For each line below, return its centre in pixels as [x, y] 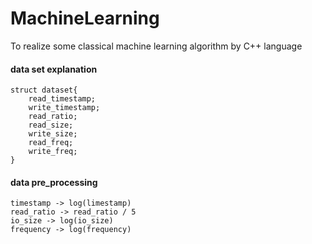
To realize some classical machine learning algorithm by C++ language [156, 46]
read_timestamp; [62, 99]
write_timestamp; [64, 108]
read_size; [51, 125]
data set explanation [54, 69]
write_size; [53, 134]
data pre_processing [54, 182]
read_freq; [51, 143]
